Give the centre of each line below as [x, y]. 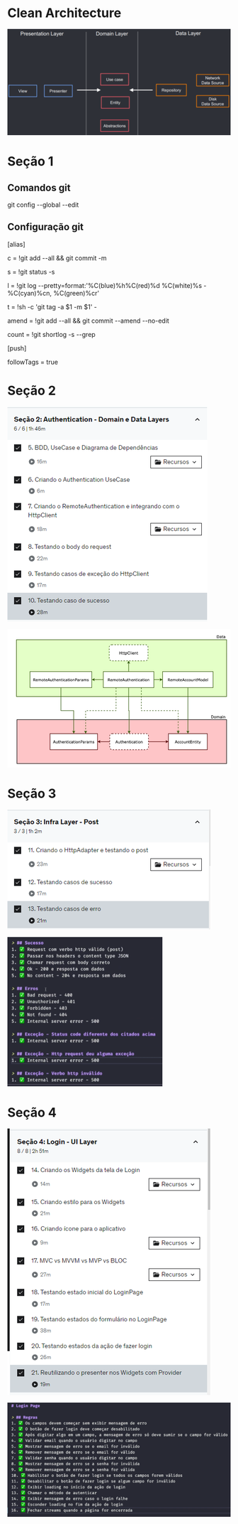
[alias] [17, 244]
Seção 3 [32, 794]
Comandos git [39, 187]
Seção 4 [32, 1113]
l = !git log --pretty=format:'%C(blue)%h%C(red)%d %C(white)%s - [107, 285]
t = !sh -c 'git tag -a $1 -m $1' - [52, 306]
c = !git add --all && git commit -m [57, 258]
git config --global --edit [43, 205]
